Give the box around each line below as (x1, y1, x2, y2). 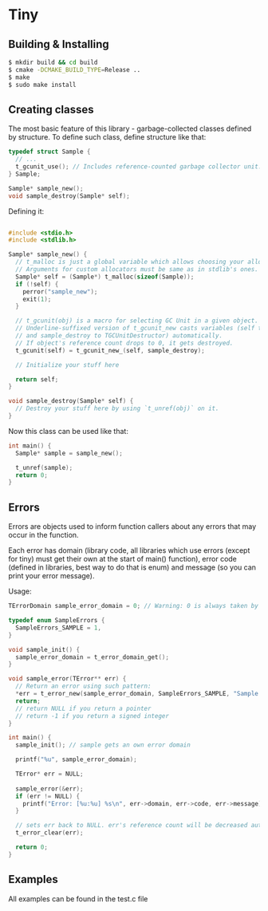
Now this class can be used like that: (8, 426, 129, 436)
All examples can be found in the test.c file (8, 893, 148, 903)
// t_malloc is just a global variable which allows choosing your (15, 258, 245, 266)
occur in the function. (8, 530, 79, 540)
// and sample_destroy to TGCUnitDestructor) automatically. (15, 332, 223, 340)
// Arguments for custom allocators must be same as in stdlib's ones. (15, 266, 259, 274)
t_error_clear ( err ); (15, 829, 84, 837)
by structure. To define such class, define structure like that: (8, 132, 207, 142)
